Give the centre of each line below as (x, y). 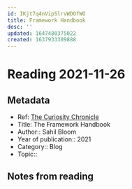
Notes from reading (51, 176)
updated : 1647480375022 (42, 33)
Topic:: (27, 154)
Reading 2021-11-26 (66, 75)
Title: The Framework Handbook (64, 125)
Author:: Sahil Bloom (47, 132)
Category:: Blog (40, 147)
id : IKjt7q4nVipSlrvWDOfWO (46, 14)
